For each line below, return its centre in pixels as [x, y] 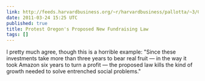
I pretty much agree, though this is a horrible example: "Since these [91, 52]
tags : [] [17, 35]
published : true [27, 23]
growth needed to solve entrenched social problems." [74, 71]
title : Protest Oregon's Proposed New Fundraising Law [77, 29]
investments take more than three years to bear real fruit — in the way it [97, 58]
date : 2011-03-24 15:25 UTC [42, 18]
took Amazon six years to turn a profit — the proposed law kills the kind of [99, 65]
